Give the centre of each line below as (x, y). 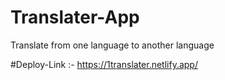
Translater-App (75, 17)
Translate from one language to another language (112, 45)
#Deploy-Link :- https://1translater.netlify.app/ (104, 64)
